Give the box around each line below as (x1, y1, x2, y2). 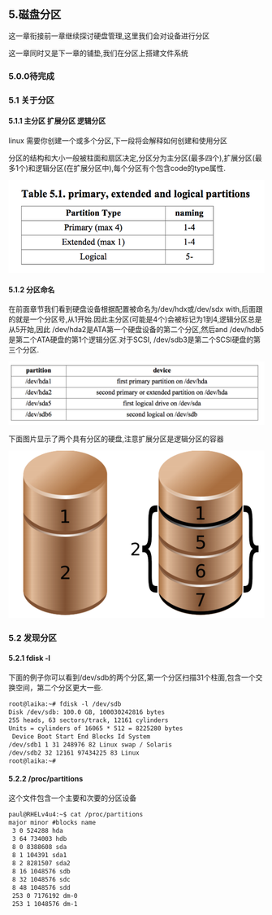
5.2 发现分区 (8, 633, 57, 644)
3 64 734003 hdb (11, 834, 67, 843)
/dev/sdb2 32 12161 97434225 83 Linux (8, 748, 140, 757)
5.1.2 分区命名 (8, 284, 55, 295)
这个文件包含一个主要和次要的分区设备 (8, 793, 136, 803)
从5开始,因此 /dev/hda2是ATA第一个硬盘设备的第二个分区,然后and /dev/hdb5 (8, 325, 265, 335)
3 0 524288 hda (11, 826, 63, 834)
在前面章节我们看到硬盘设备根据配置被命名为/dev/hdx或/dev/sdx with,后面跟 (8, 304, 264, 314)
